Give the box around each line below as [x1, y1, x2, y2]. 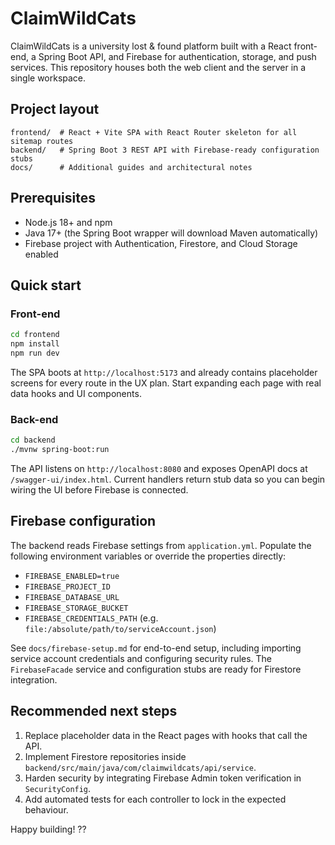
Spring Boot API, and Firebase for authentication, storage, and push [38, 50, 317, 62]
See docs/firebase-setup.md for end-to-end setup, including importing [10, 642, 302, 654]
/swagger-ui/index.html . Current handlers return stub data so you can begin [10, 473, 326, 485]
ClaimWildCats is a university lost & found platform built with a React [10, 40, 292, 52]
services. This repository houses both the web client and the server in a [10, 61, 307, 73]
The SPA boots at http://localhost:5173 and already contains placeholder [10, 366, 318, 378]
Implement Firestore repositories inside [24, 750, 187, 762]
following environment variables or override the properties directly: [10, 550, 287, 562]
